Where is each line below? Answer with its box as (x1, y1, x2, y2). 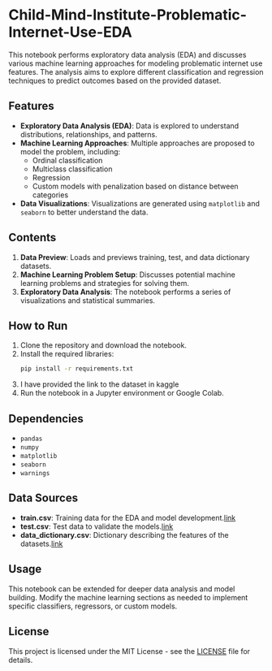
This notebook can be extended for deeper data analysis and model (8, 583, 235, 594)
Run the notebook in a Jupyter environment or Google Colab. (19, 388, 225, 398)
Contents (8, 231, 57, 245)
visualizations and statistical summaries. (19, 295, 156, 305)
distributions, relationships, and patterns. (19, 129, 158, 139)
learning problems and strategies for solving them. (19, 278, 189, 288)
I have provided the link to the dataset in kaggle (19, 379, 179, 389)
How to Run (8, 318, 68, 332)
